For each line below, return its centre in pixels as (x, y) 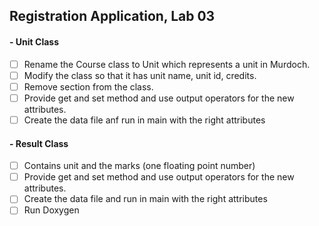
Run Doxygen (51, 210)
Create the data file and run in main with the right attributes (145, 199)
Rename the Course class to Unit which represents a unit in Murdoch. (167, 64)
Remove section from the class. (88, 86)
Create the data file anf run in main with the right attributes (144, 120)
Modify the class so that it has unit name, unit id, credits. (140, 75)
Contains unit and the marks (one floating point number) (139, 166)
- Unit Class (34, 41)
